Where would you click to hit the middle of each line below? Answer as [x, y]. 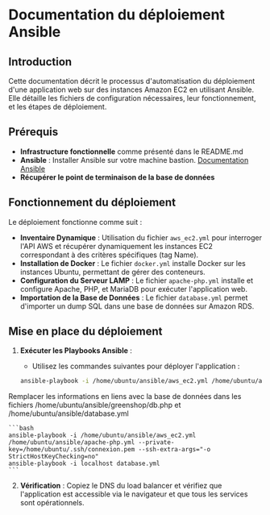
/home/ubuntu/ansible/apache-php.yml [72, 442]
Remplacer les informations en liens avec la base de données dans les [125, 397]
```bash [21, 429]
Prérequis [33, 132]
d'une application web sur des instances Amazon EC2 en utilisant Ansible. [131, 89]
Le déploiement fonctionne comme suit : [75, 222]
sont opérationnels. [52, 503]
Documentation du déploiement [117, 15]
